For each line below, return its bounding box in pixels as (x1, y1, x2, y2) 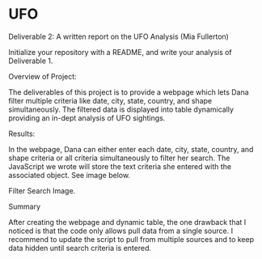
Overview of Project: (8, 71, 77, 81)
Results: (8, 129, 36, 138)
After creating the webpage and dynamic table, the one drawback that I (8, 217, 247, 227)
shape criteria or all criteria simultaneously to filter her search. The (8, 153, 230, 163)
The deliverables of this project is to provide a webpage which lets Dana (8, 87, 249, 97)
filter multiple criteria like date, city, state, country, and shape (8, 96, 213, 105)
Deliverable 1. (8, 56, 53, 66)
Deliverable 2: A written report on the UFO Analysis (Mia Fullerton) (8, 32, 229, 41)
